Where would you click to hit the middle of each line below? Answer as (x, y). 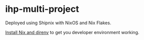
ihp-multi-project (42, 9)
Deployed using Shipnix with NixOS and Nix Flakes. (58, 23)
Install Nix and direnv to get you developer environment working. (72, 32)
